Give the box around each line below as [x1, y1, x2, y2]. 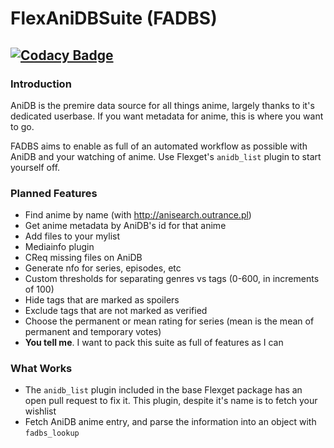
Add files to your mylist [24, 230, 120, 242]
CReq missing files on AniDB [24, 252, 143, 264]
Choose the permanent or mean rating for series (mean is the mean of [24, 315, 315, 327]
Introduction [10, 77, 72, 91]
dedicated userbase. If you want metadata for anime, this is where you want [10, 110, 324, 122]
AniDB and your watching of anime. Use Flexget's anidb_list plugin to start [10, 150, 322, 162]
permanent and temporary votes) [24, 326, 162, 338]
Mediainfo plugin [24, 241, 95, 253]
